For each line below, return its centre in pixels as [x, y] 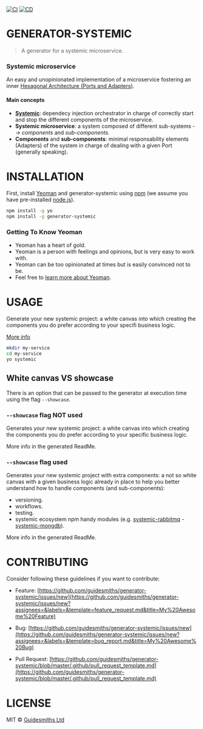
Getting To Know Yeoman [45, 232]
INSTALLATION [45, 176]
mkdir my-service [28, 348]
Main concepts [25, 99]
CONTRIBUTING [48, 562]
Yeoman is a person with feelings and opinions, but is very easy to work [105, 252]
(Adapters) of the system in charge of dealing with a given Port [94, 146]
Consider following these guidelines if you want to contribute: [83, 579]
